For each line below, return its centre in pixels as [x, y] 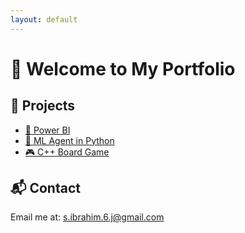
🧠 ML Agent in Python [69, 140]
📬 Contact [45, 188]
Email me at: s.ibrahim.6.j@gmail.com [87, 217]
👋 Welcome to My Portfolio [123, 68]
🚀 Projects [43, 106]
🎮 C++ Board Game [67, 152]
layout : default [44, 19]
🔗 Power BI [47, 130]
